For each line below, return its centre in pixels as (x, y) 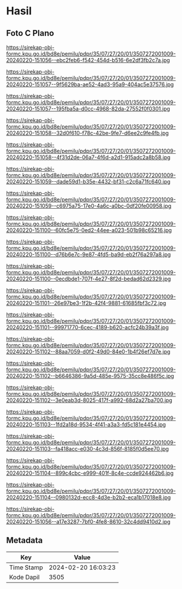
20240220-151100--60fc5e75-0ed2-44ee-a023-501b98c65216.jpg (89, 230)
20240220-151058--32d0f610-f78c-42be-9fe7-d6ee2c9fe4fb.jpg (87, 133)
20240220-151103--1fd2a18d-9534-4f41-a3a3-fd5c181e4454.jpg (86, 425)
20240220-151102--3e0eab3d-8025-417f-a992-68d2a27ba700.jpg (89, 400)
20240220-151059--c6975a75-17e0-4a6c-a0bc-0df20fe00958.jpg (89, 206)
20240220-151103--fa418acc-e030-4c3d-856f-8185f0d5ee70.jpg (87, 449)
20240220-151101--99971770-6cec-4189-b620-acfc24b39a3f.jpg (87, 327)
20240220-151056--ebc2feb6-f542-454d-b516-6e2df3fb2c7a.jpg (88, 60)
